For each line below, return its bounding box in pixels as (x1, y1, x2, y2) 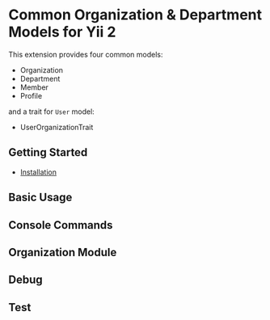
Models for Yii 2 (8, 23, 116, 41)
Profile (19, 91, 43, 100)
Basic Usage (8, 191, 73, 204)
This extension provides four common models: (8, 49, 163, 59)
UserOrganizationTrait (19, 122, 94, 132)
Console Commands (8, 218, 113, 232)
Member (19, 82, 49, 92)
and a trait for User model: (8, 107, 95, 116)
